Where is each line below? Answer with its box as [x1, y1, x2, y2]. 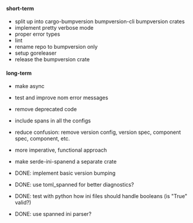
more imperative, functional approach [14, 146, 107, 154]
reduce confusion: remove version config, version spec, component [14, 128, 181, 136]
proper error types [14, 30, 61, 38]
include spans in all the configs [14, 117, 91, 124]
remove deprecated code [14, 106, 77, 113]
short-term [6, 5, 34, 12]
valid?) [14, 199, 31, 206]
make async [14, 83, 45, 90]
